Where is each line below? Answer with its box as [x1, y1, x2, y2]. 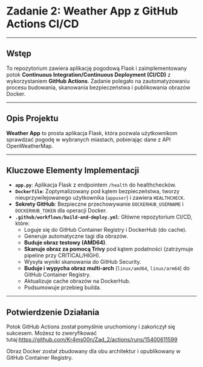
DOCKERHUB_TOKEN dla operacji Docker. [14, 207, 108, 214]
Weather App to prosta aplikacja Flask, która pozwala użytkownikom [6, 129, 178, 136]
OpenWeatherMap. [6, 142, 53, 149]
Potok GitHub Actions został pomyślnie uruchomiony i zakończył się [6, 323, 175, 330]
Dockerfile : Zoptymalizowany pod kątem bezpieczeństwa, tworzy [14, 188, 180, 195]
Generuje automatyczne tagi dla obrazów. [24, 232, 128, 240]
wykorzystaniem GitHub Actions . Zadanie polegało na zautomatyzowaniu [6, 77, 190, 85]
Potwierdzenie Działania [6, 307, 100, 318]
